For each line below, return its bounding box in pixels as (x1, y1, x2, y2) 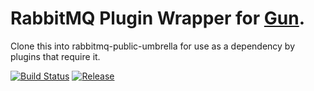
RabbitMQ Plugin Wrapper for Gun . (10, 7, 306, 30)
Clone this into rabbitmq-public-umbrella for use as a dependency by (10, 40, 296, 52)
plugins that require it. (10, 50, 101, 62)
